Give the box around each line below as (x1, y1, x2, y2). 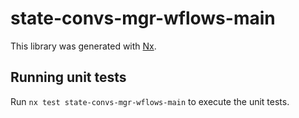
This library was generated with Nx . (10, 40, 157, 52)
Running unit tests (10, 69, 127, 86)
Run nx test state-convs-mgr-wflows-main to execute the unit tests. (10, 95, 290, 107)
